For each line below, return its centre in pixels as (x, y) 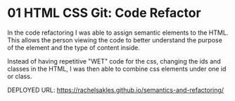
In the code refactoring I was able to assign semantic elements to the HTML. (118, 32)
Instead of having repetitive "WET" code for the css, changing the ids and (114, 61)
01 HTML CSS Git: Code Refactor (104, 13)
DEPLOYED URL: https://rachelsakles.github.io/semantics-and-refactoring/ (115, 90)
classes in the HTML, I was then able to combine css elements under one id (117, 69)
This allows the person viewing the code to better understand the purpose (115, 40)
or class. (20, 76)
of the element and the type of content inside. (74, 47)
